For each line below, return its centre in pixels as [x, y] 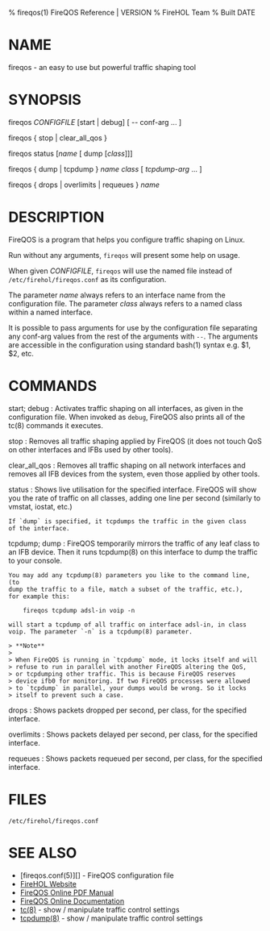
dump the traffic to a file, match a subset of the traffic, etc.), [126, 589]
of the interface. [39, 528]
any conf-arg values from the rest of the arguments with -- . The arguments [133, 336]
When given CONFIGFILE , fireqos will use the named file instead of [120, 271]
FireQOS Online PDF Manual [67, 892]
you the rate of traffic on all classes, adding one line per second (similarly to [135, 498]
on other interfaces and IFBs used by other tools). [91, 449]
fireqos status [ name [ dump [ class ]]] [71, 153]
